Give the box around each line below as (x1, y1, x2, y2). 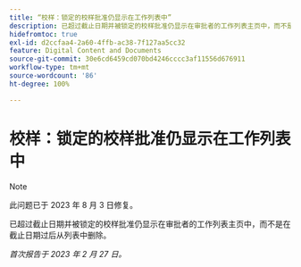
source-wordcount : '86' (9, 71, 98, 80)
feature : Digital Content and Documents (9, 46, 163, 55)
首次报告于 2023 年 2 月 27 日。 (9, 248, 127, 259)
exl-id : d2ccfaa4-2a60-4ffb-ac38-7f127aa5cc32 (9, 38, 186, 47)
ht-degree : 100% (9, 79, 70, 88)
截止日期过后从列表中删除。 (9, 229, 112, 240)
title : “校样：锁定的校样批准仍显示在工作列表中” (9, 13, 172, 22)
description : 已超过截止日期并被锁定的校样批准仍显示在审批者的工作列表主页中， (9, 21, 274, 30)
